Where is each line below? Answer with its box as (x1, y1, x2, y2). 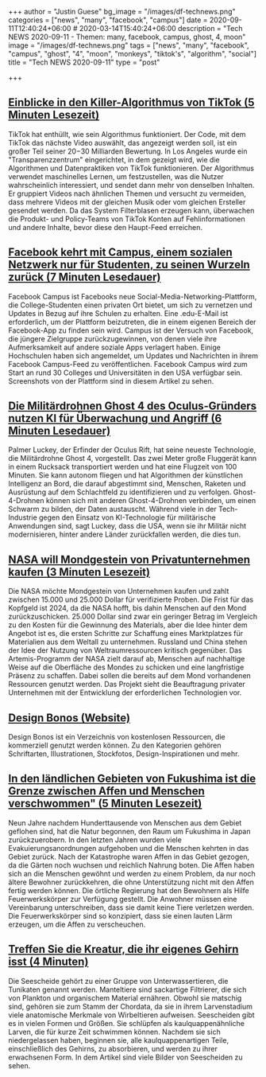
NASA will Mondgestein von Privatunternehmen (8, 552, 250, 566)
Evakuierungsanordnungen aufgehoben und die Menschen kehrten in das (8, 843, 249, 853)
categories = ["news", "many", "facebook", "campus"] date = (8, 15, 208, 25)
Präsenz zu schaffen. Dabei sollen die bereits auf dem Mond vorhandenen (8, 671, 252, 681)
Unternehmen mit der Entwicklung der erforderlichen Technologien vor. (8, 688, 242, 697)
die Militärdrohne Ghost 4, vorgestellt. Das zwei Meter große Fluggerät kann (8, 454, 257, 463)
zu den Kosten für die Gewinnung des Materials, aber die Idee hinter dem (8, 620, 248, 630)
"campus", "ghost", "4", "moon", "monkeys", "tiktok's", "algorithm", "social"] (8, 49, 256, 58)
